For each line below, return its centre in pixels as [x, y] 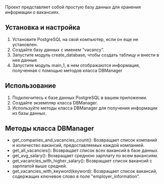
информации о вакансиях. [33, 12]
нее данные [24, 60]
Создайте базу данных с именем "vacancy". [58, 50]
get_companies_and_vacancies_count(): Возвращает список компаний [85, 140]
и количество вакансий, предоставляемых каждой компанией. [78, 145]
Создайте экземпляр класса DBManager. [55, 102]
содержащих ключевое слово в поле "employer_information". [76, 176]
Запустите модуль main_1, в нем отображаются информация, [76, 65]
